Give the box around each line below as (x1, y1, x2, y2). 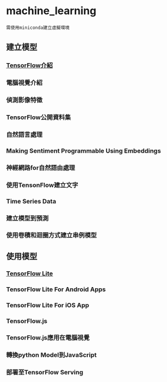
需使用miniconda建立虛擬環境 (6, 25, 70, 31)
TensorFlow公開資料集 (6, 113, 71, 121)
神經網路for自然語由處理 (6, 163, 76, 172)
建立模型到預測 (6, 214, 49, 222)
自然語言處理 (6, 130, 43, 139)
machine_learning (6, 4, 97, 18)
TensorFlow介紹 (6, 61, 53, 70)
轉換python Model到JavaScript (6, 351, 97, 359)
